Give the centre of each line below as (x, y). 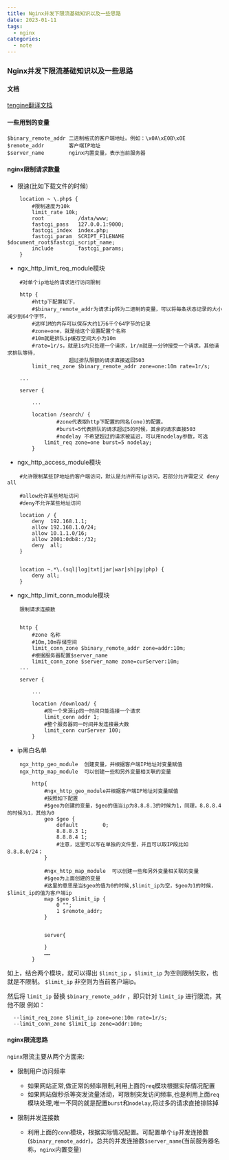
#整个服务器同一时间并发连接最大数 (86, 724)
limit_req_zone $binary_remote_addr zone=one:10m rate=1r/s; (121, 366)
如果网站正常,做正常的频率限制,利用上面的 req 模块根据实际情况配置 (121, 1086)
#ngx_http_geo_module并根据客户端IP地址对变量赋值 (111, 791)
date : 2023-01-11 (32, 20)
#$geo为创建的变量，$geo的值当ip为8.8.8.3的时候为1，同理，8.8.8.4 (132, 805)
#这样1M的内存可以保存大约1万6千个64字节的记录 (91, 324)
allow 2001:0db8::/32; (64, 539)
